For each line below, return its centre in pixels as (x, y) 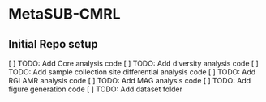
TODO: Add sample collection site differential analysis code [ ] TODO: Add (132, 72)
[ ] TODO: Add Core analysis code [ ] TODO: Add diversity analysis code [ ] (134, 63)
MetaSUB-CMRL (64, 14)
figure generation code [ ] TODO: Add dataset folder (96, 89)
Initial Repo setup (54, 44)
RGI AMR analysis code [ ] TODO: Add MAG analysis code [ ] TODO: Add (130, 81)
